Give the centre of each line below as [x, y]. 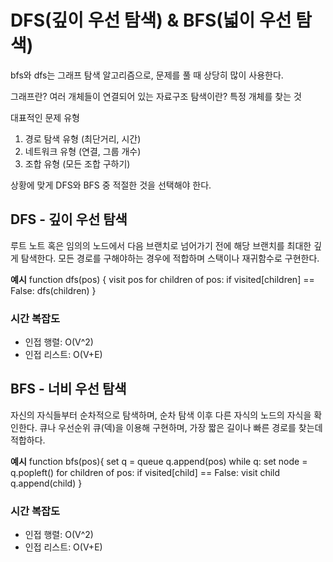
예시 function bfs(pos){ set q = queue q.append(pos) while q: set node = [159, 461]
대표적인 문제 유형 [45, 117]
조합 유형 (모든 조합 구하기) [77, 163]
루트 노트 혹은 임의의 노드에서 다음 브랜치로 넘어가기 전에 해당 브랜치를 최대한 [161, 245]
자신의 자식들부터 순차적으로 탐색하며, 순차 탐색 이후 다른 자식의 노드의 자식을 [161, 415]
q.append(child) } [46, 483]
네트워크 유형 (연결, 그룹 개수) [83, 151]
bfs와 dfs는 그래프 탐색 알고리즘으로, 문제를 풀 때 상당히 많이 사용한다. [147, 75]
